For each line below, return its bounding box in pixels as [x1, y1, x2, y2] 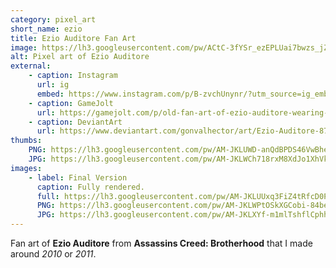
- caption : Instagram [28, 71, 118, 81]
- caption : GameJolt [28, 98, 114, 108]
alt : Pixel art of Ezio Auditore [10, 52, 150, 62]
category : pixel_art [10, 14, 97, 25]
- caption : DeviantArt [28, 117, 123, 127]
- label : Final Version [28, 172, 128, 183]
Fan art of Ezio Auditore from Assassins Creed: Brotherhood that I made [10, 237, 313, 249]
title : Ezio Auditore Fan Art [10, 33, 137, 43]
